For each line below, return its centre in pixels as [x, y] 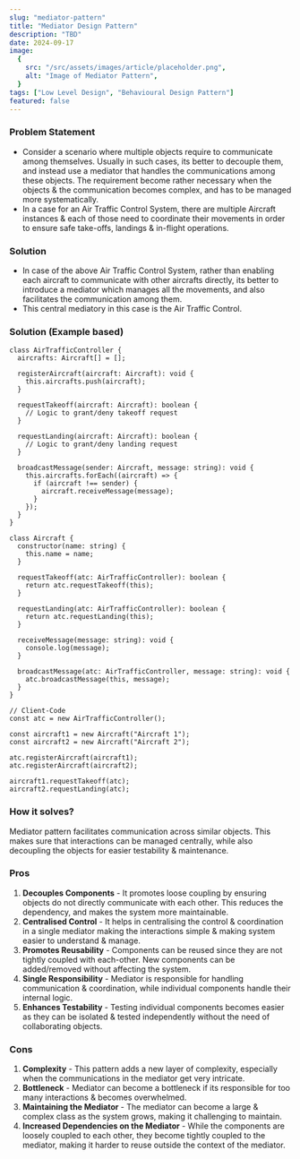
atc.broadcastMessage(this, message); [98, 680]
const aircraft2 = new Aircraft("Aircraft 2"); [100, 743]
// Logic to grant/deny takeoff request [102, 413]
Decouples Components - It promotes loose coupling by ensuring [144, 893]
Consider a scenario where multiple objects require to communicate [147, 151]
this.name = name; [60, 554]
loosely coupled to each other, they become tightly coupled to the [144, 1136]
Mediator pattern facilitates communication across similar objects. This [140, 831]
